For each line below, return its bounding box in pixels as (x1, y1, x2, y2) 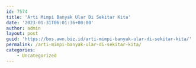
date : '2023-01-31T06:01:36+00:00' (6, 20, 94, 25)
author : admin (6, 25, 41, 31)
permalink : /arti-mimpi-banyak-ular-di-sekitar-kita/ (6, 42, 142, 48)
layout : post (6, 31, 38, 37)
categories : (6, 47, 36, 53)
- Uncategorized (17, 53, 57, 59)
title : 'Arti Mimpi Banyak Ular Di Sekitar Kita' (6, 14, 131, 20)
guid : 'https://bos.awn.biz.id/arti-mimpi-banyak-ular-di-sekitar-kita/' (6, 36, 192, 42)
